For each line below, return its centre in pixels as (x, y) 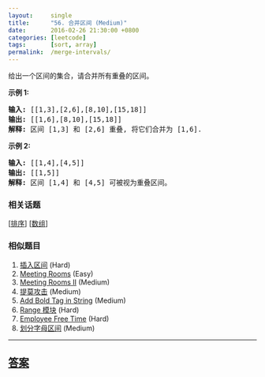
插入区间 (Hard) (45, 265)
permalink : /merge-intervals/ (60, 52)
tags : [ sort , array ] (52, 45)
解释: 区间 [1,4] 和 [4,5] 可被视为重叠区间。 (90, 183)
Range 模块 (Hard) (49, 310)
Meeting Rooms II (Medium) (65, 282)
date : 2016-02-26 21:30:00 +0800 (74, 30)
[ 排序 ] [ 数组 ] (28, 224)
